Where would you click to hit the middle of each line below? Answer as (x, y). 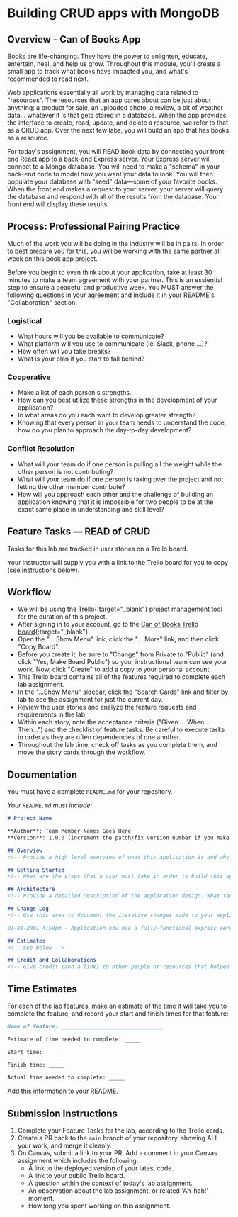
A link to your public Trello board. (76, 1176)
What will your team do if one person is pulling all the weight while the (120, 464)
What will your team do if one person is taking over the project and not (120, 479)
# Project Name (30, 819)
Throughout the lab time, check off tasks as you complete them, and (117, 745)
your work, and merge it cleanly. (64, 1145)
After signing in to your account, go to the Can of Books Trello (108, 624)
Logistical (25, 320)
